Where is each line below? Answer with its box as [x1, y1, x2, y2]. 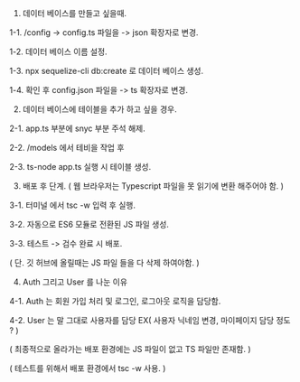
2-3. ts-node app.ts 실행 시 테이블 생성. [9, 162, 152, 172]
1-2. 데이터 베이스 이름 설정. [9, 46, 108, 57]
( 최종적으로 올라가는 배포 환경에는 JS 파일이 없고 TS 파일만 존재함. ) [9, 344, 251, 354]
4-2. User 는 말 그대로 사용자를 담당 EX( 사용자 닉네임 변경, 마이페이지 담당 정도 [9, 315, 291, 325]
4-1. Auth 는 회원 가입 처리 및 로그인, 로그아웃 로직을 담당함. [9, 296, 221, 306]
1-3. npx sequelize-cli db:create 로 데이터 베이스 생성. [9, 66, 204, 76]
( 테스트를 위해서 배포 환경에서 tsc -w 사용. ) [9, 363, 166, 373]
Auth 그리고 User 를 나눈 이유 [22, 276, 128, 287]
